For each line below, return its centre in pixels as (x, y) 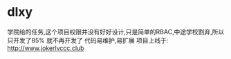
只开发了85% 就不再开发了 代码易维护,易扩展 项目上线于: (88, 40)
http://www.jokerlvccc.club (46, 48)
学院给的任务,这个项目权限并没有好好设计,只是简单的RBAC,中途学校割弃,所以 (116, 32)
